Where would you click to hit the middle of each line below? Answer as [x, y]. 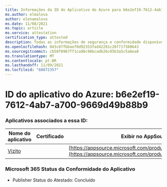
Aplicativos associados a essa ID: [46, 121]
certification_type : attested [37, 38]
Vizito [14, 151]
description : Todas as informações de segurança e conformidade [73, 42]
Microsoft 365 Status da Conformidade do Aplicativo [70, 169]
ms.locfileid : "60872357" [32, 70]
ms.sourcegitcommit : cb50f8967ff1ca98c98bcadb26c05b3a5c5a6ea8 [72, 51]
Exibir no [132, 136]
